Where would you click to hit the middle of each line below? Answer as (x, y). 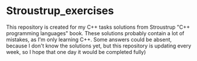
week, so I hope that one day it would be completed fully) (76, 52)
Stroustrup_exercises (60, 11)
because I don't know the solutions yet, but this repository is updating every (99, 46)
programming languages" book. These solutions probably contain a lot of (95, 33)
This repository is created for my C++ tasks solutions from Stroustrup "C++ (98, 27)
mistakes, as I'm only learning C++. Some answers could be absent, (89, 39)
